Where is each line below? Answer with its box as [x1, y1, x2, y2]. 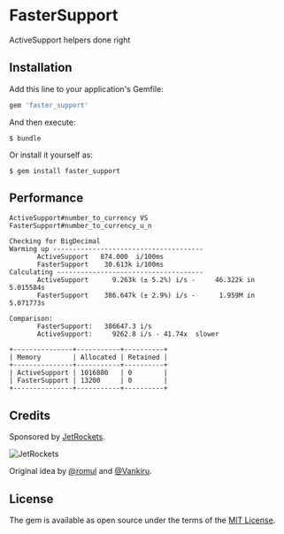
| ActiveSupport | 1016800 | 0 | [9, 369, 168, 378]
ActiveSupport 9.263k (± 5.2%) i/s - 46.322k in [36, 276, 255, 285]
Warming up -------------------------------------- [9, 245, 203, 254]
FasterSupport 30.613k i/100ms [36, 260, 165, 270]
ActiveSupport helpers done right [9, 34, 131, 45]
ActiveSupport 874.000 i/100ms [36, 253, 165, 262]
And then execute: [9, 117, 76, 127]
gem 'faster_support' [9, 101, 89, 110]
